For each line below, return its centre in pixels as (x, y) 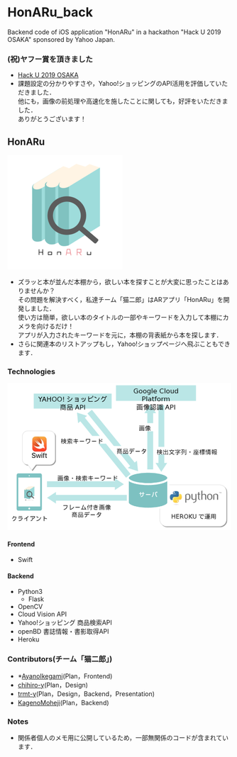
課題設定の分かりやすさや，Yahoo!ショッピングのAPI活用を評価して (116, 84)
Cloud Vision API (42, 615)
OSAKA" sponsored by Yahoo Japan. (61, 39)
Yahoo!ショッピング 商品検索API (65, 623)
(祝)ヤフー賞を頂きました (50, 59)
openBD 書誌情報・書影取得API (63, 632)
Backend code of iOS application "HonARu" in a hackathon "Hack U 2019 (114, 32)
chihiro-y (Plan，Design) (53, 685)
